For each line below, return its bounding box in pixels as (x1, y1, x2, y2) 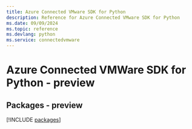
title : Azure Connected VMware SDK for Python (6, 8, 126, 15)
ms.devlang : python (6, 31, 56, 38)
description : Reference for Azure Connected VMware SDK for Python (6, 15, 180, 21)
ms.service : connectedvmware (6, 37, 80, 43)
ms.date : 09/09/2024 (6, 20, 59, 26)
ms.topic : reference (6, 25, 59, 32)
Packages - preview (6, 100, 83, 110)
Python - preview (6, 76, 95, 90)
